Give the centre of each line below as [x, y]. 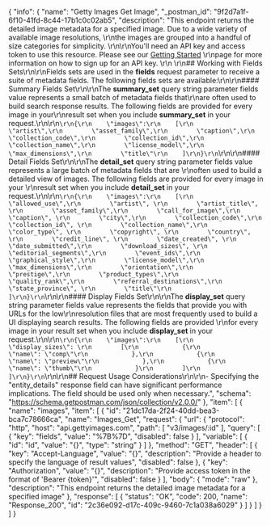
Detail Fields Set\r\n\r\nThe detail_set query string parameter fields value [131, 162]
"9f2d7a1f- [231, 12]
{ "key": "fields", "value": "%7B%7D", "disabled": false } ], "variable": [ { [128, 436]
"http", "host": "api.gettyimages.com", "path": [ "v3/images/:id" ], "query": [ [134, 428]
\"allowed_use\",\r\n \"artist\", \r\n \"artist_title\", [133, 204]
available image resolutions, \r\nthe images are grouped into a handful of [130, 37]
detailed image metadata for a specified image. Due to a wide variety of [128, 29]
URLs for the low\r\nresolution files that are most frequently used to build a [133, 313]
